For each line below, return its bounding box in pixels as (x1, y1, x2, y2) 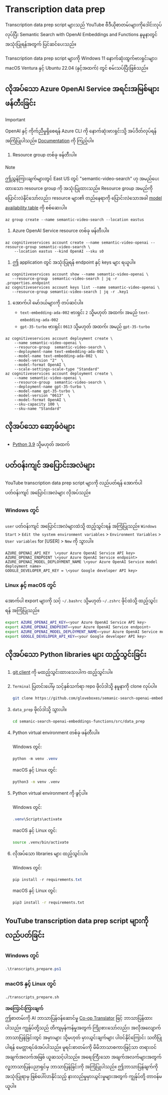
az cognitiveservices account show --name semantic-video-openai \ (5, 272, 149, 277)
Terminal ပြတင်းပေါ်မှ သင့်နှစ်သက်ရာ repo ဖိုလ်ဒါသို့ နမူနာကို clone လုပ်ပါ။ (12, 683, 157, 689)
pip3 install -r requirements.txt (12, 900, 84, 905)
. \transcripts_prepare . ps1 (5, 966, 61, 971)
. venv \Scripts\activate (12, 816, 62, 822)
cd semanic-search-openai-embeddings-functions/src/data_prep (12, 719, 145, 724)
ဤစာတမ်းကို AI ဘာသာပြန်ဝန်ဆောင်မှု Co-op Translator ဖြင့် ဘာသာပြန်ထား (5, 1015, 153, 1021)
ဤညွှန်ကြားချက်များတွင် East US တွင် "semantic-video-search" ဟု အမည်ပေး (5, 175, 159, 181)
